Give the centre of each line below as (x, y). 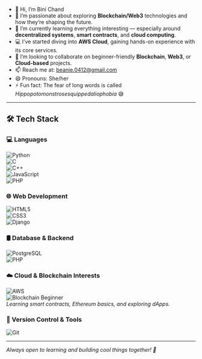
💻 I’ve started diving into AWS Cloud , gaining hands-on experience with (105, 41)
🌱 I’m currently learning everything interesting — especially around (98, 28)
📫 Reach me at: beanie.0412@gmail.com (66, 70)
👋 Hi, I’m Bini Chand (39, 9)
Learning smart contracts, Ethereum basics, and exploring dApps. (88, 304)
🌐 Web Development (37, 196)
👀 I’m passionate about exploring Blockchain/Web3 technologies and (101, 16)
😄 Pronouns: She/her (42, 78)
